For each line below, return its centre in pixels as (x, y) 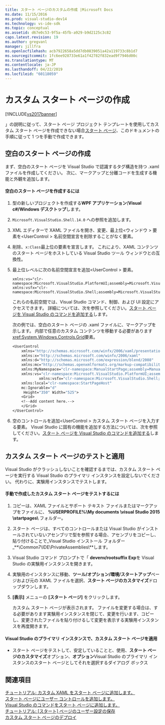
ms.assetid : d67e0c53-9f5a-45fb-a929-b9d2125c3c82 (58, 33)
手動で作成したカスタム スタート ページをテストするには (62, 494)
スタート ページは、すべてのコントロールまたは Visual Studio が (77, 528)
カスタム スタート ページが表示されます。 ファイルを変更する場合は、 (83, 607)
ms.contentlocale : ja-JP (31, 65)
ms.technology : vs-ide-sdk (33, 23)
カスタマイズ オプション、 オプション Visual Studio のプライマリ (84, 657)
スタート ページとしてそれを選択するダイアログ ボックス (91, 663)
